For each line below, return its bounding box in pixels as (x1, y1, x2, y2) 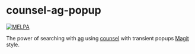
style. (6, 41, 20, 48)
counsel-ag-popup (6, 4, 102, 17)
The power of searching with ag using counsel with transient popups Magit (6, 34, 190, 42)
